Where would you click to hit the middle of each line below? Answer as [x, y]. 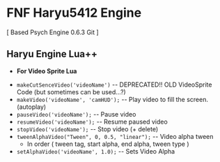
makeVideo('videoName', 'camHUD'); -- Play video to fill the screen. [112, 99]
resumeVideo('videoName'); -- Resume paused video [92, 121]
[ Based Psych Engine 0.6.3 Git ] [53, 32]
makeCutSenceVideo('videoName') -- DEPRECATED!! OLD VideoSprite [114, 84]
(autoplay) [31, 107]
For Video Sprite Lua [47, 71]
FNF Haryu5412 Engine [74, 13]
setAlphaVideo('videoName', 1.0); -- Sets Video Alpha [96, 151]
